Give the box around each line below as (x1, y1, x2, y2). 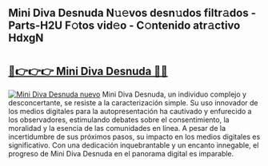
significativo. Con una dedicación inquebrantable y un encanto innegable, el (8, 140, 259, 150)
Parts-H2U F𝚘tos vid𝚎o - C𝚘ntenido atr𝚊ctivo (8, 19, 241, 33)
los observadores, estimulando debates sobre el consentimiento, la (8, 115, 230, 125)
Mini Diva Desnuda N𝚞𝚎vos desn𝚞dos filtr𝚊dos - (8, 6, 257, 20)
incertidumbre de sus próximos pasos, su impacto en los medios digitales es (8, 132, 261, 141)
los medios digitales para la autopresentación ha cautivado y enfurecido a (8, 107, 252, 116)
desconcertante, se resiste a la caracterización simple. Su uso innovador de (8, 98, 258, 107)
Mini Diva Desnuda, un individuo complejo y (102, 89, 246, 99)
